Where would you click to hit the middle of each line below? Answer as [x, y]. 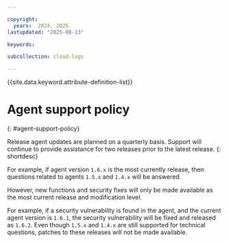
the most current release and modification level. [75, 197]
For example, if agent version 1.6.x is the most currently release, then [105, 170]
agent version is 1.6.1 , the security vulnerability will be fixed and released [112, 218]
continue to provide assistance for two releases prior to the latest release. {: [114, 149]
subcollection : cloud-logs [46, 57]
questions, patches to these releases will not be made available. [97, 232]
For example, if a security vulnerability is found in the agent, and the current [114, 211]
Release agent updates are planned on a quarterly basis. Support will [104, 142]
